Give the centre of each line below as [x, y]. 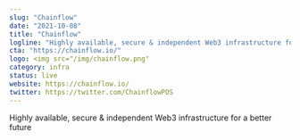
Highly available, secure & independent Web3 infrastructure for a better [141, 118]
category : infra [39, 68]
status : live [33, 76]
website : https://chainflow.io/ [69, 84]
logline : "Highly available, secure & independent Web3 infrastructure [145, 42]
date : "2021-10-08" [46, 26]
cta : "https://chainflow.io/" [66, 51]
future [21, 127]
